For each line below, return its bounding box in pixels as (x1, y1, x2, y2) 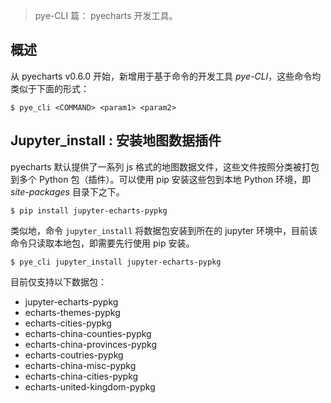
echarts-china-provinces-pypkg (24, 338, 158, 350)
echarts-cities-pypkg (24, 317, 112, 329)
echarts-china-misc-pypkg (24, 359, 137, 371)
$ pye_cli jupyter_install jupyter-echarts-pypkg (10, 257, 222, 267)
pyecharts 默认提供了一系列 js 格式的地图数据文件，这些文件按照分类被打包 (10, 160, 320, 173)
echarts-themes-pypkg (24, 306, 121, 318)
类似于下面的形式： (10, 82, 90, 94)
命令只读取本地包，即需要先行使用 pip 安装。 (10, 237, 195, 249)
